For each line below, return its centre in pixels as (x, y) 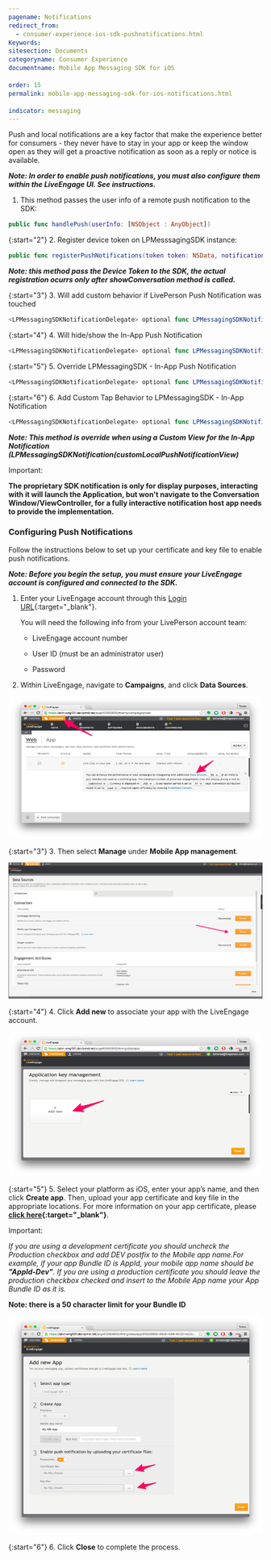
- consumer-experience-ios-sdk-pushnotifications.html (110, 34)
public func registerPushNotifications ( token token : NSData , (113, 256)
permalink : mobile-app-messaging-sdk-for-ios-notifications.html (120, 94)
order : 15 (25, 85)
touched (22, 304)
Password (49, 669)
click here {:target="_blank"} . (58, 1215)
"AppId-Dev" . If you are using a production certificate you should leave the (134, 1271)
